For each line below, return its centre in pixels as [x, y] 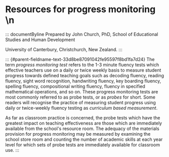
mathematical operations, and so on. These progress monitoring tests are [82, 91]
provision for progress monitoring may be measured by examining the [78, 134]
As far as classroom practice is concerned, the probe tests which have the [83, 117]
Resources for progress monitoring [80, 9]
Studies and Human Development [40, 40]
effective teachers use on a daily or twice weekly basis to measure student [83, 70]
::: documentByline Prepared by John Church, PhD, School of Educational [82, 34]
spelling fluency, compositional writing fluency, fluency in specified [75, 86]
